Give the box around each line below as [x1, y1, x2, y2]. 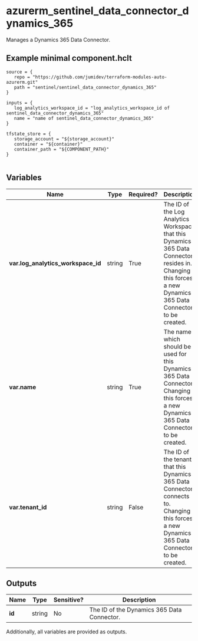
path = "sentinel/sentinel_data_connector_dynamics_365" [14, 84, 157, 90]
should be [163, 342, 192, 350]
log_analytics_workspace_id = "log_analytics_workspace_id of [14, 105, 170, 111]
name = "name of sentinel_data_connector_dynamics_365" [14, 115, 154, 121]
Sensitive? [53, 596, 84, 604]
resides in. [163, 259, 193, 267]
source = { [6, 69, 33, 75]
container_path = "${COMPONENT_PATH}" [14, 146, 110, 152]
